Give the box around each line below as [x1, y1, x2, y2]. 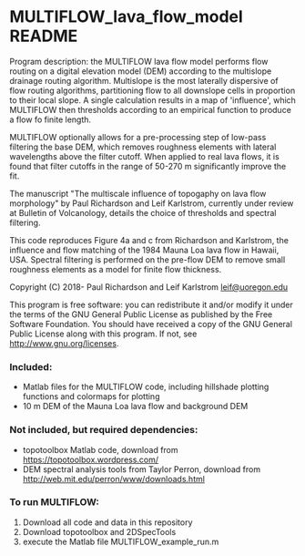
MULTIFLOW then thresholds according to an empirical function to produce [9, 104, 291, 115]
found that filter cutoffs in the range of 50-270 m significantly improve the [9, 160, 287, 171]
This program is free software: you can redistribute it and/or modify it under [9, 299, 293, 310]
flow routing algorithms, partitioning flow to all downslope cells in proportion [9, 85, 296, 96]
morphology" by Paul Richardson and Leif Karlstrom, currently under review [9, 198, 294, 209]
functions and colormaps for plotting [22, 391, 160, 402]
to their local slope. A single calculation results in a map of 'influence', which [9, 94, 296, 106]
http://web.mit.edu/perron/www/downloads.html [22, 473, 205, 484]
